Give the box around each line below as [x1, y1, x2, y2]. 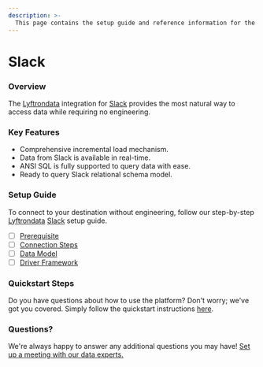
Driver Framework [19, 258, 79, 267]
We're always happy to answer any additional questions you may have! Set [8, 342, 250, 351]
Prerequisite [19, 231, 59, 240]
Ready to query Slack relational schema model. [19, 170, 173, 180]
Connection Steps [19, 239, 79, 249]
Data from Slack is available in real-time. [19, 153, 151, 162]
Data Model [19, 249, 57, 258]
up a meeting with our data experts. [8, 350, 124, 359]
